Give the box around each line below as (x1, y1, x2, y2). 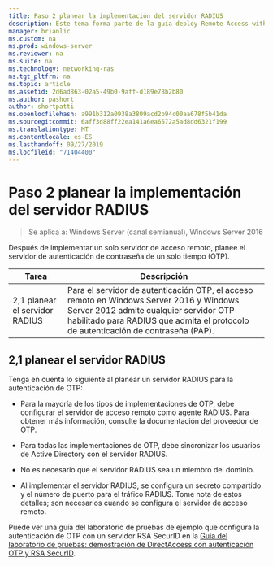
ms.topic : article (8, 80, 71, 88)
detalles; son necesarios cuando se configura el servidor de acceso (19, 498, 248, 508)
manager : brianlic (8, 27, 71, 35)
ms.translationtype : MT (8, 125, 89, 133)
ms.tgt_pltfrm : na (8, 72, 71, 81)
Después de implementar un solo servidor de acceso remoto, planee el (8, 243, 246, 253)
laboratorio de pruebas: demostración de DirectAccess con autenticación (8, 540, 254, 550)
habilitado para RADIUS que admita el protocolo (67, 315, 249, 326)
